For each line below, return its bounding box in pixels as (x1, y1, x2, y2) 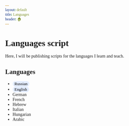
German (12, 92, 27, 97)
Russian (14, 81, 28, 87)
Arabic (12, 117, 25, 122)
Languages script (5, 38, 69, 48)
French (12, 97, 25, 102)
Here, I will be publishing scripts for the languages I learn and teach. (5, 54, 125, 59)
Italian (12, 107, 24, 112)
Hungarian (12, 112, 31, 117)
